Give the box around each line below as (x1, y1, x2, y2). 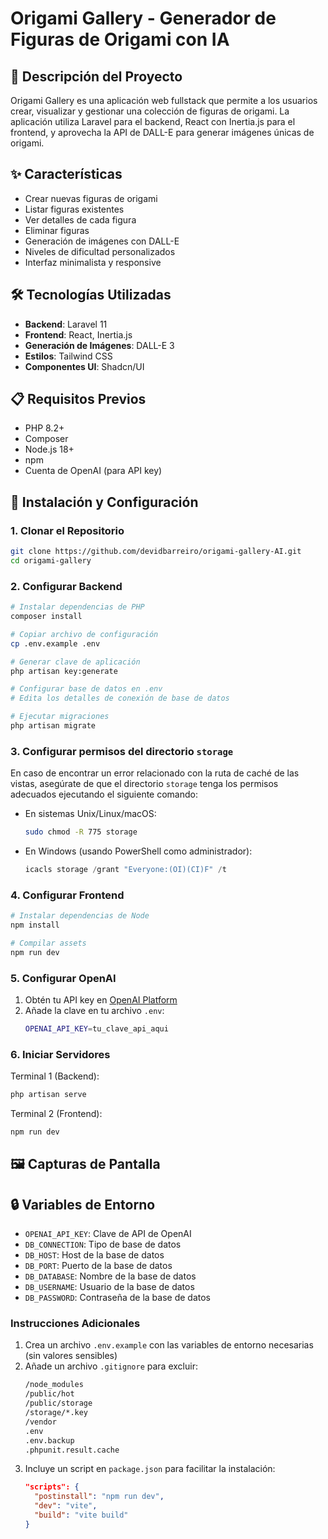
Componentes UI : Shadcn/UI (24, 360, 145, 372)
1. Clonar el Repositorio (10, 523, 125, 537)
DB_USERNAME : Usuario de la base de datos (24, 1281, 195, 1293)
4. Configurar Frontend (10, 888, 125, 902)
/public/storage (24, 1398, 93, 1409)
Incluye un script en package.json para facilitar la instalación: (24, 1463, 276, 1475)
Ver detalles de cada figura (24, 213, 137, 226)
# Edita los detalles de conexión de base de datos (10, 693, 230, 704)
